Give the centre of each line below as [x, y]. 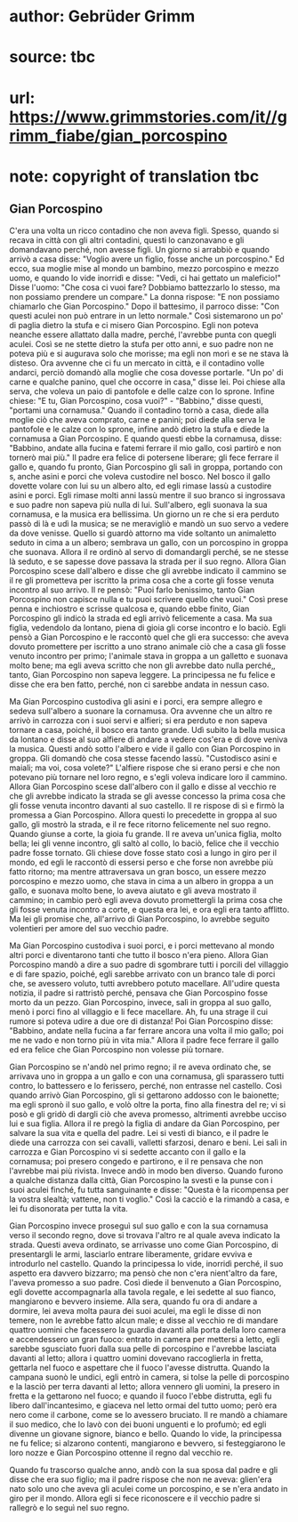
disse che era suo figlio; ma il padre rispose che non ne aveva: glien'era [141, 1479]
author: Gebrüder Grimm [102, 16]
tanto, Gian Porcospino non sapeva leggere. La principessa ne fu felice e [142, 674]
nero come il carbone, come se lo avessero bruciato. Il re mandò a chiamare [149, 1414]
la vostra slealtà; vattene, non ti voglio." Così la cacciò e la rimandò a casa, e [149, 1199]
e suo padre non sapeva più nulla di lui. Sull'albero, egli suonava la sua [139, 504]
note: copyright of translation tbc [134, 176]
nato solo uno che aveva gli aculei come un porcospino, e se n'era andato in [149, 1488]
